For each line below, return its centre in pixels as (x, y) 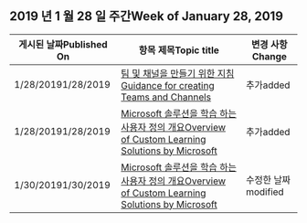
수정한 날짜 (268, 179)
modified (265, 192)
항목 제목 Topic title (179, 50)
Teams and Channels (166, 97)
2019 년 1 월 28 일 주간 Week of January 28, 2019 (146, 16)
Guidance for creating (168, 85)
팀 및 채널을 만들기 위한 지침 (178, 73)
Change (270, 56)
